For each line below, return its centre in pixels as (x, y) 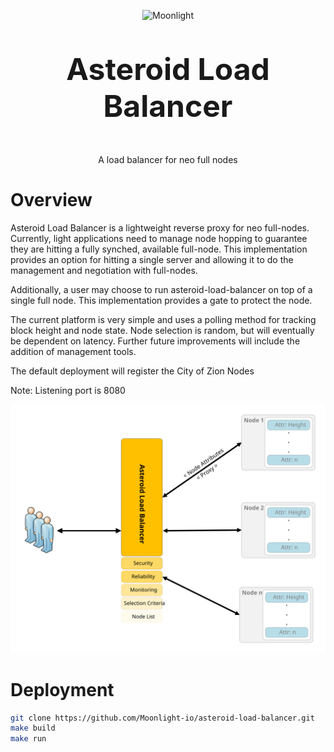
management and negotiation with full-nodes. (104, 270)
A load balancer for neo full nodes (168, 159)
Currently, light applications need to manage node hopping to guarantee (159, 238)
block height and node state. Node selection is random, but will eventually (162, 330)
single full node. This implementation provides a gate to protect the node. (161, 300)
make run (28, 739)
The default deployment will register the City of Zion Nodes (132, 371)
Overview (51, 200)
